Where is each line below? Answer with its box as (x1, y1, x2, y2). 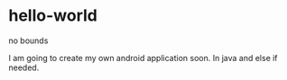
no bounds (8, 35, 49, 46)
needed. (8, 62, 40, 73)
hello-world (8, 5, 98, 26)
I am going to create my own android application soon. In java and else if (8, 52, 278, 63)
